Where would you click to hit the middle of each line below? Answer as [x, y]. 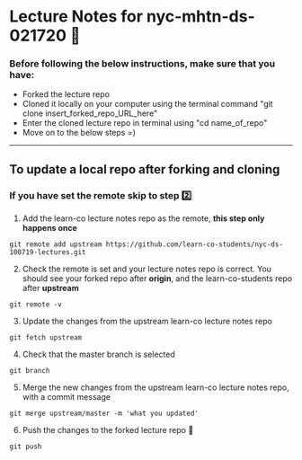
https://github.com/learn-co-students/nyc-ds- [194, 244]
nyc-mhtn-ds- [201, 17]
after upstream [50, 288]
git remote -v [36, 305]
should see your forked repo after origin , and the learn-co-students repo [157, 279]
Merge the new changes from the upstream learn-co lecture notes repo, [155, 387]
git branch [30, 371]
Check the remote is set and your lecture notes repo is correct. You [147, 269]
